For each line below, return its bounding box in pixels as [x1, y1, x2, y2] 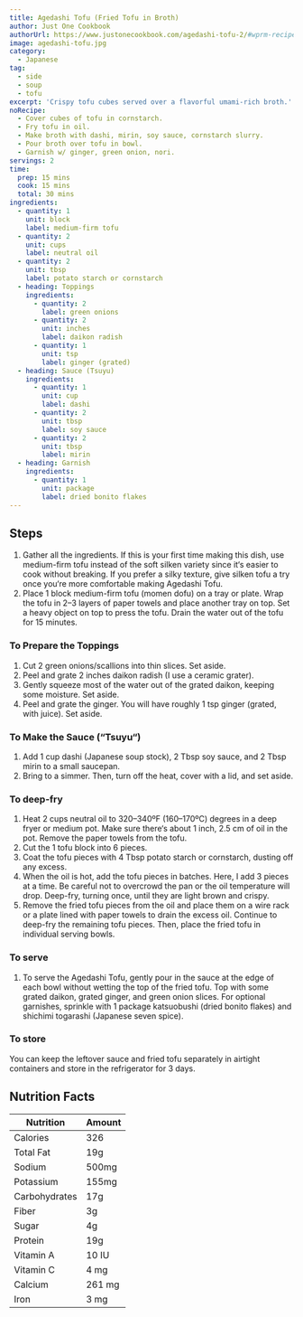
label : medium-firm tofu [25, 223, 119, 232]
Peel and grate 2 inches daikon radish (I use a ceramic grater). [22, 670, 254, 681]
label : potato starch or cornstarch [25, 274, 164, 283]
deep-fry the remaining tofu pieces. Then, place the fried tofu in [22, 919, 262, 930]
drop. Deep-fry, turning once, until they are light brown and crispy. [22, 890, 270, 901]
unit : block [25, 214, 70, 224]
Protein [14, 1234, 45, 1246]
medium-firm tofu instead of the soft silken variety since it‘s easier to [22, 560, 279, 570]
